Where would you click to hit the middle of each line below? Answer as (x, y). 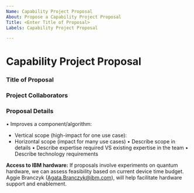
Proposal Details (30, 111)
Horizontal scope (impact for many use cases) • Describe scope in (95, 141)
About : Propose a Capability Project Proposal (64, 17)
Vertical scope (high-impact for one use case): (71, 135)
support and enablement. (37, 184)
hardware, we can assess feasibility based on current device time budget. (95, 171)
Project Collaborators (37, 96)
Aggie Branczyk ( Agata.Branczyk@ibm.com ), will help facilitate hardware (94, 177)
